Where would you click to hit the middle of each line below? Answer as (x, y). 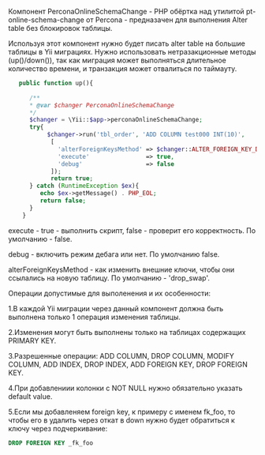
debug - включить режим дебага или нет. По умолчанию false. (114, 254)
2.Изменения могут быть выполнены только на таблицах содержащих (127, 332)
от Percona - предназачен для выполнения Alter (167, 20)
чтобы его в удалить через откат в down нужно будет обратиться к (121, 420)
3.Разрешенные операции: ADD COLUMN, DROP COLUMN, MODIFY (121, 355)
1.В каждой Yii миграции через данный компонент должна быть (116, 308)
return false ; (63, 201)
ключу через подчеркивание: (58, 428)
